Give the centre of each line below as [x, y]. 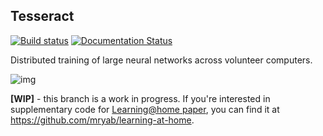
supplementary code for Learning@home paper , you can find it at [145, 109]
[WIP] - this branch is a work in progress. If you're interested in [140, 98]
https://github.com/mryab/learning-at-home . [102, 120]
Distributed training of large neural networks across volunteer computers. [161, 60]
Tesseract [42, 16]
